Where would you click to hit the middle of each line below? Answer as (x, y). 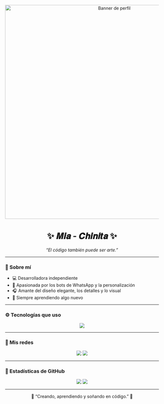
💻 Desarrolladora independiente (45, 278)
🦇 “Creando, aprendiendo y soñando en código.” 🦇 (82, 397)
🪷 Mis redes (19, 342)
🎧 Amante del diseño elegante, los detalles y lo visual (66, 291)
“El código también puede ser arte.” (82, 250)
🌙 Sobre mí (18, 267)
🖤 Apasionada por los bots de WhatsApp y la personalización (73, 285)
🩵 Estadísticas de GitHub (35, 371)
